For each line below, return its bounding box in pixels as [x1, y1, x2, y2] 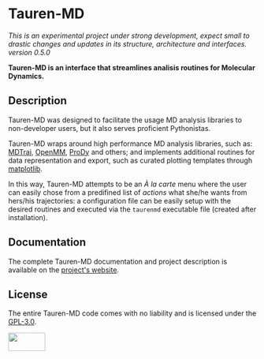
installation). [8, 212, 48, 222]
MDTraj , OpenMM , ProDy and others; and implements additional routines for [8, 147, 255, 156]
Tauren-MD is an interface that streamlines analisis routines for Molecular [8, 62, 256, 72]
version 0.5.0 [8, 47, 51, 57]
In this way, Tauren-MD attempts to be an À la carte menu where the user [8, 179, 247, 189]
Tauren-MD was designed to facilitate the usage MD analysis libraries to [8, 115, 243, 125]
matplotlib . [8, 163, 43, 174]
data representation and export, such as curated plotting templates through [8, 155, 253, 165]
